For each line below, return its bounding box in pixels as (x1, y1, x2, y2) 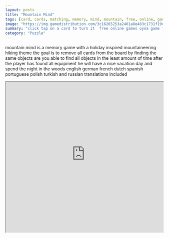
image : (5, 21, 19, 27)
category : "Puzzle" (5, 31, 46, 36)
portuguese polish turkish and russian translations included (5, 71, 127, 77)
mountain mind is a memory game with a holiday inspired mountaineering (5, 45, 156, 50)
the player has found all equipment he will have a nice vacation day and (5, 61, 152, 66)
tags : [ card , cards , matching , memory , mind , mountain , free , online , (5, 17, 155, 22)
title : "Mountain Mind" (5, 12, 55, 17)
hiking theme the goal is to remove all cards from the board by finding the (5, 50, 156, 56)
